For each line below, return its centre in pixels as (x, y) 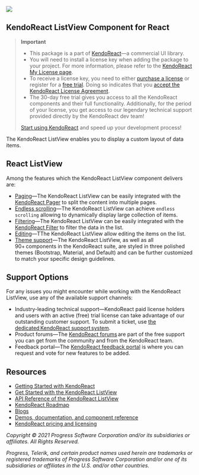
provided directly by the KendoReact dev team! (87, 116)
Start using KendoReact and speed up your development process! (101, 127)
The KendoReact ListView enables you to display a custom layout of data (95, 139)
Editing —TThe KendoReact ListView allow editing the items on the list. (100, 234)
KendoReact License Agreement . (70, 91)
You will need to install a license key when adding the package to (109, 59)
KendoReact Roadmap (42, 405)
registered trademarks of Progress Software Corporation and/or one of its (97, 459)
